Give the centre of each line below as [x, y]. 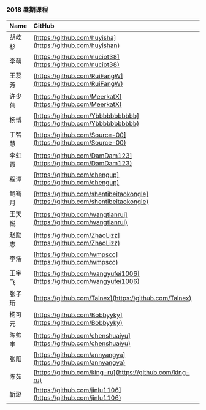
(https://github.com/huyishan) [77, 45]
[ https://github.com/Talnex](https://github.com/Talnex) [113, 298]
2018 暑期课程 [27, 9]
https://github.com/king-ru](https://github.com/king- [113, 373]
